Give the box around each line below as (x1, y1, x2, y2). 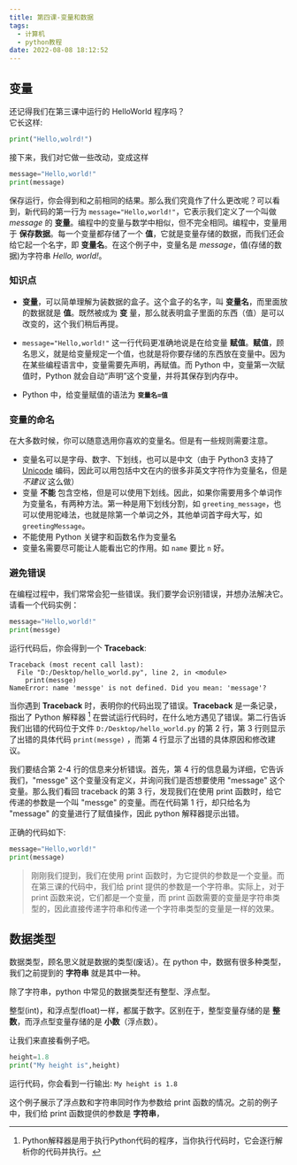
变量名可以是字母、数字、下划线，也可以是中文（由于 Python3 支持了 (21, 454, 274, 465)
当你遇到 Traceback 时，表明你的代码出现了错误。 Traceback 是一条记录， (9, 700, 282, 711)
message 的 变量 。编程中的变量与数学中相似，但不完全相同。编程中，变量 (9, 217, 280, 228)
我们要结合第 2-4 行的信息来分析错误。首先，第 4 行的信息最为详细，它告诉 (9, 763, 285, 775)
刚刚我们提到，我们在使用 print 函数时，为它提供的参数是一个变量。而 (30, 869, 285, 881)
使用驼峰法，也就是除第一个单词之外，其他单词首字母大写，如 (37, 510, 263, 521)
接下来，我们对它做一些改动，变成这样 (9, 151, 148, 162)
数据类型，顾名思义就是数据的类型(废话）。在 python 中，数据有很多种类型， (9, 957, 286, 968)
